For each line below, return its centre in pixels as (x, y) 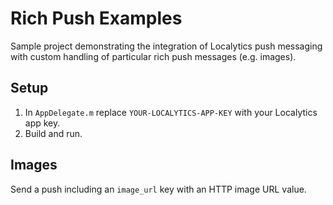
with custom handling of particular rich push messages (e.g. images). (153, 56)
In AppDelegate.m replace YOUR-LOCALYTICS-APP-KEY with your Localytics (171, 112)
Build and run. (53, 133)
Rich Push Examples (96, 18)
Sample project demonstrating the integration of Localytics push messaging (166, 46)
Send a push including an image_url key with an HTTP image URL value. (158, 189)
